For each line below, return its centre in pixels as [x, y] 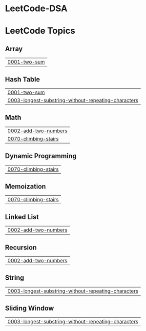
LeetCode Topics [40, 31]
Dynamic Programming [41, 156]
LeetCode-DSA [36, 9]
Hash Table [22, 79]
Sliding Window [30, 308]
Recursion [21, 247]
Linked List [22, 217]
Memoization [26, 187]
